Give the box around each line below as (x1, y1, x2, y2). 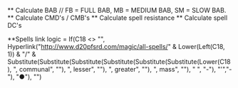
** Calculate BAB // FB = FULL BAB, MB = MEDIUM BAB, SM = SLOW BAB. (7, 6, 227, 14)
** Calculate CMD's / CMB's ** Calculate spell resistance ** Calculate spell (7, 13, 228, 22)
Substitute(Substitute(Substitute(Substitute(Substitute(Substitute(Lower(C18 (7, 57, 231, 66)
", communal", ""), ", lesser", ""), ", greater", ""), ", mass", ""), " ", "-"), (13, 65, 216, 73)
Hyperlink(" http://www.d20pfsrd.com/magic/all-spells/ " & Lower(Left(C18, (7, 43, 226, 50)
